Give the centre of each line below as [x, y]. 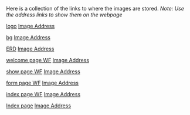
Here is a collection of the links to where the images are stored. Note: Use [95, 9]
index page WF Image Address [43, 94]
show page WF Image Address [43, 72]
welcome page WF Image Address [48, 60]
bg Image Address [28, 37]
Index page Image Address [39, 106]
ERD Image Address [30, 49]
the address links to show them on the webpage [64, 15]
